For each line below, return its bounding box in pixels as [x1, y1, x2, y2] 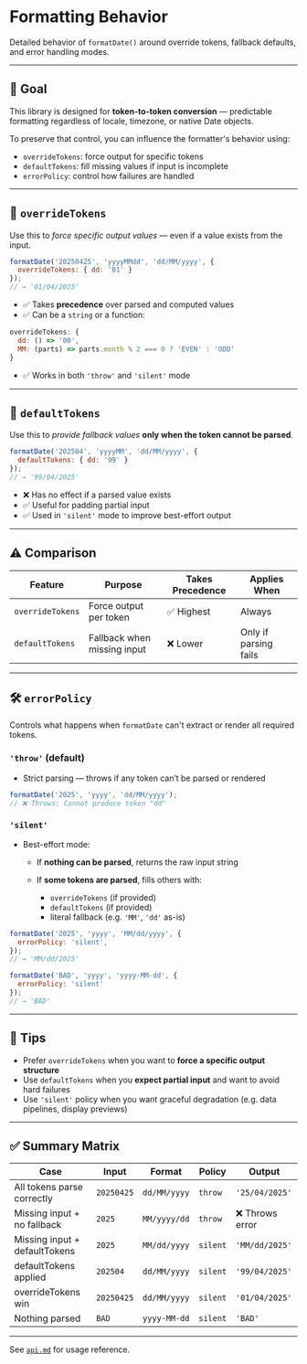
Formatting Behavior [9, 6, 169, 27]
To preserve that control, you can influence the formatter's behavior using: [9, 133, 291, 144]
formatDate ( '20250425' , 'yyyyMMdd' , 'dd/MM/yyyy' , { [9, 257, 215, 266]
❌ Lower [166, 637, 204, 650]
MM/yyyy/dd [143, 1214, 190, 1224]
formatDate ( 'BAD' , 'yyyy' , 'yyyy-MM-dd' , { [9, 971, 178, 980]
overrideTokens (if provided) [49, 891, 157, 902]
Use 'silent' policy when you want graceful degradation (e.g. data [22, 1093, 277, 1104]
